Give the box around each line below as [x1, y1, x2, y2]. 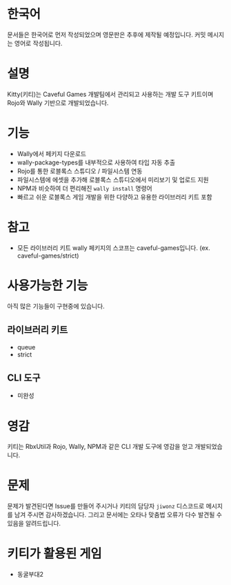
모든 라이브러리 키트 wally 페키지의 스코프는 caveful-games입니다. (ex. [17, 243, 210, 252]
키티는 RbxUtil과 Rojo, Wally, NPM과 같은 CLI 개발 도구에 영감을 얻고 [7, 443, 194, 451]
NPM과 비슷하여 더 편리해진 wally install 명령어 [17, 184, 153, 192]
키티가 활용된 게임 [7, 546, 102, 562]
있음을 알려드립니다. [7, 519, 61, 528]
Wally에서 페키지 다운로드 [17, 149, 87, 157]
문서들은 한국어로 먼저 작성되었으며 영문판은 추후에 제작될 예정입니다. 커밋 [7, 30, 206, 39]
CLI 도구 [7, 372, 41, 383]
